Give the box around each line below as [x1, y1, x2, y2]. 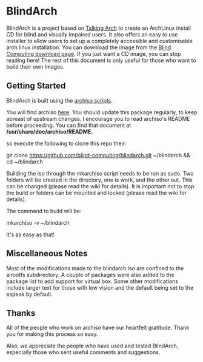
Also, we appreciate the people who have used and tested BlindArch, [6, 342, 179, 350]
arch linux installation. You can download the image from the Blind [6, 44, 171, 51]
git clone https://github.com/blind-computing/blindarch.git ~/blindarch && [6, 151, 191, 159]
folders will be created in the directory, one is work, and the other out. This [6, 176, 193, 183]
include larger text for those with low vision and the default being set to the [6, 284, 194, 291]
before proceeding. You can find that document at [6, 121, 131, 129]
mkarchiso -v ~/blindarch [6, 219, 70, 226]
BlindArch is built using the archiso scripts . [6, 97, 113, 104]
